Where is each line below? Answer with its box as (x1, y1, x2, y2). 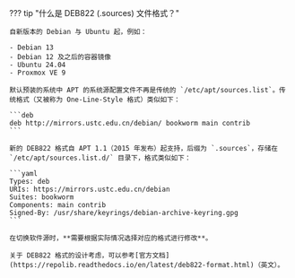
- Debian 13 (9, 43, 54, 52)
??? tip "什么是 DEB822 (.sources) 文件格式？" (9, 8, 180, 18)
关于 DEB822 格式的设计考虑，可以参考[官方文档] (9, 251, 170, 260)
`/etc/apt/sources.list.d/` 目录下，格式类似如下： (9, 153, 192, 162)
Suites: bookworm (9, 193, 74, 202)
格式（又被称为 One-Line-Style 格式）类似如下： (15, 95, 181, 104)
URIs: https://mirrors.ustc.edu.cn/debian (9, 185, 170, 194)
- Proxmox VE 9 (9, 68, 66, 77)
